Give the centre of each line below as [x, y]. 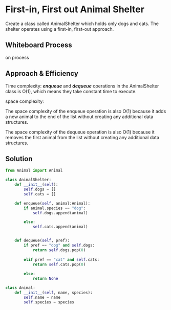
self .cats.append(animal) [60, 227]
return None [45, 279]
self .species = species [49, 302]
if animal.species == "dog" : [55, 208]
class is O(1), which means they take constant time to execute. [71, 91]
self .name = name [42, 297]
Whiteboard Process [39, 45]
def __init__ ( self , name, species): [54, 293]
